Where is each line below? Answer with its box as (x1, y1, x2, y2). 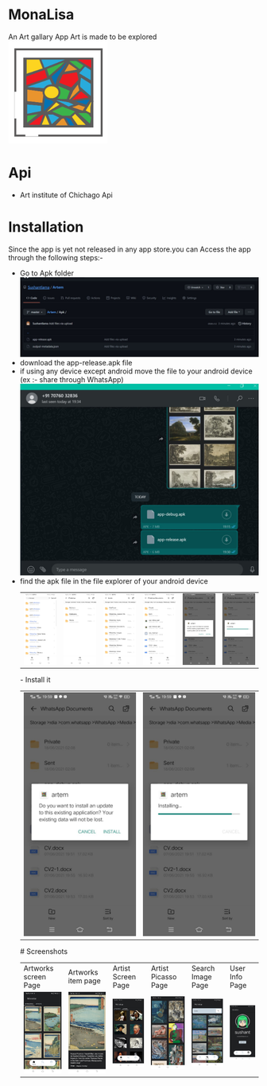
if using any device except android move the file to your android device (19, 366, 253, 376)
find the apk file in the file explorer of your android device (19, 576, 209, 586)
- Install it (19, 675, 51, 685)
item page (68, 976, 101, 986)
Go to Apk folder (19, 268, 74, 278)
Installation (8, 217, 84, 236)
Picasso (150, 971, 177, 981)
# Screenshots (19, 946, 68, 956)
